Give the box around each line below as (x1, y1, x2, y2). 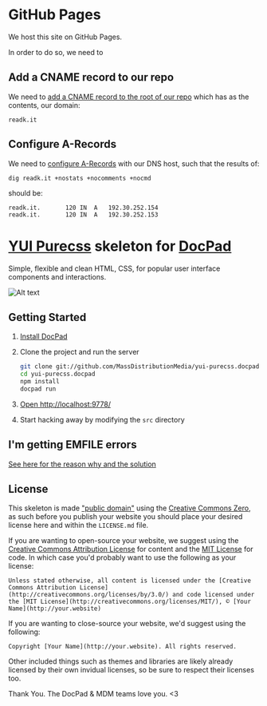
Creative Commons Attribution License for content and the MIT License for (8, 545, 253, 554)
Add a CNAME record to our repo (8, 70, 174, 85)
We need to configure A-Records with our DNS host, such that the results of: (8, 158, 260, 169)
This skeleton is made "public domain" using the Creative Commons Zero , (8, 503, 251, 513)
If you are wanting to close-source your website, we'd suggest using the (8, 619, 246, 629)
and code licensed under (172, 591, 255, 599)
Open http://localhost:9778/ (19, 399, 112, 409)
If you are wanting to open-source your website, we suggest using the (8, 536, 239, 545)
